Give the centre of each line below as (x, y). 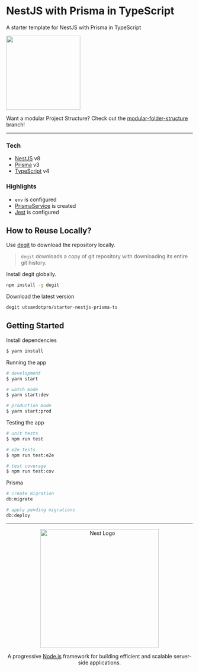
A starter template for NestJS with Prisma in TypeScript (74, 27)
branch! (16, 124)
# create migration (30, 494)
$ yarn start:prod (29, 411)
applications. (105, 663)
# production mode (29, 406)
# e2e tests (21, 449)
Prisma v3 (27, 165)
